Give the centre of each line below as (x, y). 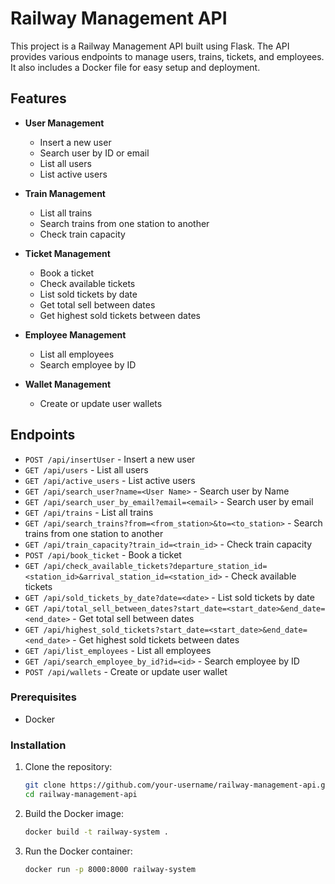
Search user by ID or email (94, 153)
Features (38, 98)
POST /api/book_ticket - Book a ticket (103, 554)
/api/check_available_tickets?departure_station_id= (155, 566)
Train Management (65, 193)
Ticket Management (67, 253)
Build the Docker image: (74, 813)
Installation (38, 745)
